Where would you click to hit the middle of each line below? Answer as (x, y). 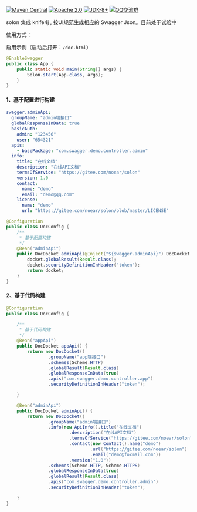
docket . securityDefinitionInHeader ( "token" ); (84, 265)
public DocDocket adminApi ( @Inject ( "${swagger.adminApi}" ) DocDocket (103, 254)
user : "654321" (35, 140)
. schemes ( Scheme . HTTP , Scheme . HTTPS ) (94, 466)
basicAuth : (25, 129)
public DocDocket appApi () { (52, 346)
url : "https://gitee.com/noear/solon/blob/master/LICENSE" (95, 211)
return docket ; (46, 270)
